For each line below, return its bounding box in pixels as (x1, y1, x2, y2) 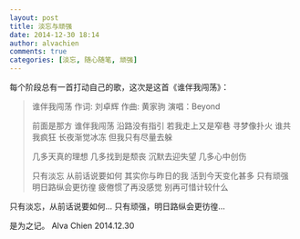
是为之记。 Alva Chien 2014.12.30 (9, 220, 135, 231)
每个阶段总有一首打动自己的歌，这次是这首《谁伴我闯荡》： (9, 82, 230, 92)
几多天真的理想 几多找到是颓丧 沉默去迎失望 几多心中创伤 (31, 151, 247, 162)
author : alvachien (9, 38, 79, 48)
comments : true (9, 47, 67, 56)
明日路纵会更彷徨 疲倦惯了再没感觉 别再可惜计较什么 (31, 182, 229, 192)
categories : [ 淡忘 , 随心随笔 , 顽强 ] (9, 55, 139, 65)
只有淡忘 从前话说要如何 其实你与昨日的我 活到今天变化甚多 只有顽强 (31, 170, 289, 181)
